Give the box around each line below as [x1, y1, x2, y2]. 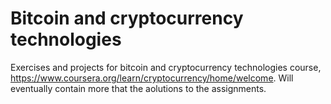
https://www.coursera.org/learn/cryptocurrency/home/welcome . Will [10, 72, 294, 84]
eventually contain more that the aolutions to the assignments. [10, 82, 267, 94]
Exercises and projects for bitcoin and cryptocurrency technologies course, [10, 61, 322, 73]
